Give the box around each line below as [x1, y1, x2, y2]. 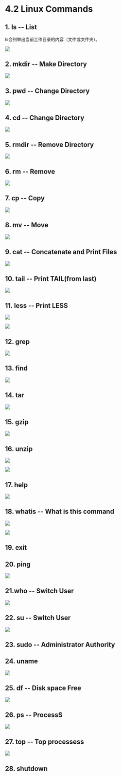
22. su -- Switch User [5, 614, 71, 622]
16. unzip [5, 445, 33, 453]
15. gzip [5, 418, 29, 426]
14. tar [5, 391, 24, 399]
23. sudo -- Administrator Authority [5, 641, 115, 649]
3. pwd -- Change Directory [5, 87, 90, 95]
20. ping [5, 560, 31, 568]
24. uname [5, 657, 38, 666]
